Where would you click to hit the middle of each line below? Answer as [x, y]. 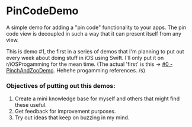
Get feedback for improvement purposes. [65, 112]
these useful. [31, 105]
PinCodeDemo [42, 11]
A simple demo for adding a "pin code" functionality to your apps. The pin [96, 27]
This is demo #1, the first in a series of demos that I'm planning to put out [95, 51]
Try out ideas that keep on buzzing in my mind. [72, 118]
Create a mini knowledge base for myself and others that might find [97, 99]
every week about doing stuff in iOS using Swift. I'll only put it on [85, 58]
